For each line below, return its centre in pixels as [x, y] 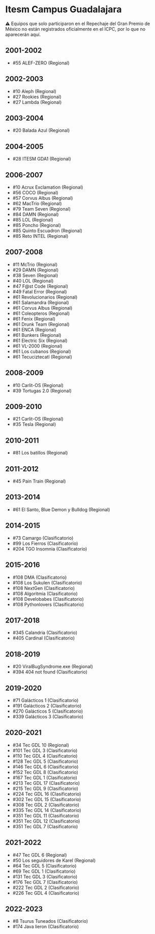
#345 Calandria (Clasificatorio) [45, 633]
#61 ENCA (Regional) [35, 329]
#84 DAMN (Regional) [36, 214]
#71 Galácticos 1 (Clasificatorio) [45, 700]
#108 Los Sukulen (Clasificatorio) [47, 583]
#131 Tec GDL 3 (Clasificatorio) [45, 876]
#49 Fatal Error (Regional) [40, 291]
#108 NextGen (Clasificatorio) [44, 588]
